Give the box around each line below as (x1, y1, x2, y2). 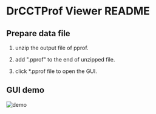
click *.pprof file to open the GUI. (15, 68, 97, 75)
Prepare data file (6, 28, 71, 39)
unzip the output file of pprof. (15, 44, 89, 51)
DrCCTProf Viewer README (6, 4, 151, 18)
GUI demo (6, 85, 44, 95)
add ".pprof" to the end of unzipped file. (15, 56, 115, 63)
